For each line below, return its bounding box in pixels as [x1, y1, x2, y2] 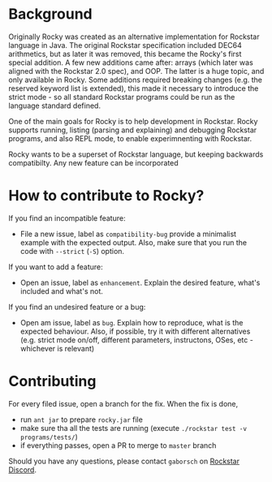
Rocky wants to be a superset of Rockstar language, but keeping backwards [8, 149, 264, 159]
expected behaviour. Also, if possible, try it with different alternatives [19, 326, 251, 336]
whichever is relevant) [19, 343, 95, 353]
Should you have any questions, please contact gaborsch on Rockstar [8, 456, 240, 466]
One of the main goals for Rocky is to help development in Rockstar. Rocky [8, 116, 258, 126]
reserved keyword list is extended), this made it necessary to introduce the [8, 83, 259, 93]
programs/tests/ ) [19, 432, 79, 441]
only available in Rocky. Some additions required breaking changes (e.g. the [8, 75, 262, 84]
